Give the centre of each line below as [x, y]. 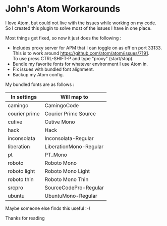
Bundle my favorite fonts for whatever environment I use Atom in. [80, 64]
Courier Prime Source [70, 113]
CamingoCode [62, 105]
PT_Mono [56, 155]
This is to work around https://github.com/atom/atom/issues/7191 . [81, 53]
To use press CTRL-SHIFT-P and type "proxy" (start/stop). [73, 58]
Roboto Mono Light [67, 171]
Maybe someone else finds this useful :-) [48, 208]
